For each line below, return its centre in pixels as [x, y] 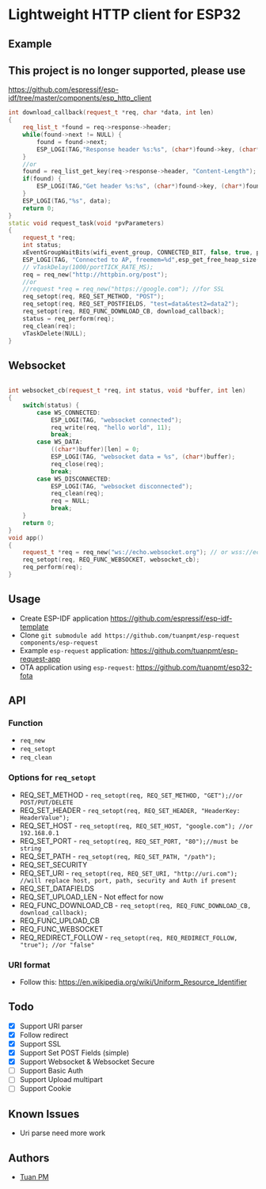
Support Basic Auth [51, 1071]
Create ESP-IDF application [64, 618]
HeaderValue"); [45, 818]
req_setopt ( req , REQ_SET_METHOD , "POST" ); [93, 297]
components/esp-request [59, 643]
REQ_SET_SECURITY [53, 864]
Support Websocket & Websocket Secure [87, 1062]
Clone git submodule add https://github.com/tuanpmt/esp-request [129, 635]
